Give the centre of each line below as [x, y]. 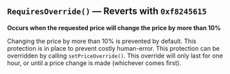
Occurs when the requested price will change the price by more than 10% [114, 27]
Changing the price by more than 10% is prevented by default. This [102, 41]
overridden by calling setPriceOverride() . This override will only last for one [115, 56]
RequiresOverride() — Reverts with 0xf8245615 [107, 11]
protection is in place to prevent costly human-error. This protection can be [113, 48]
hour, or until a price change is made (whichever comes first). [94, 63]
